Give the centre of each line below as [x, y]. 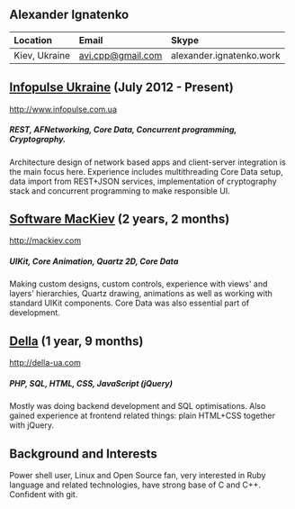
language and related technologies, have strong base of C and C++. [135, 485]
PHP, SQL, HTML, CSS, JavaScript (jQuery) [91, 383]
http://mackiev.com [45, 241]
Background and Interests [83, 454]
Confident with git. [44, 494]
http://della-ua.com [45, 363]
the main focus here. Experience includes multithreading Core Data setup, [146, 171]
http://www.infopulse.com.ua [63, 109]
